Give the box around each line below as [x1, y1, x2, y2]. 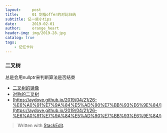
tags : [5, 40, 16, 45]
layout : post [5, 7, 41, 12]
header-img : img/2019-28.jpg [5, 30, 66, 35]
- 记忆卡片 [14, 44, 34, 49]
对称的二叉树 [12, 91, 39, 97]
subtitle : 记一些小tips [5, 16, 51, 21]
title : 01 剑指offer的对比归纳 [5, 12, 76, 17]
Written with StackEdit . [17, 122, 65, 128]
